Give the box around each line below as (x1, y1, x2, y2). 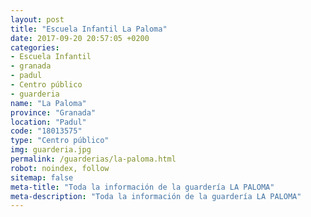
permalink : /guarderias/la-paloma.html (10, 154, 177, 164)
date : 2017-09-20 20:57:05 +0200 (10, 33, 150, 43)
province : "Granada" (10, 107, 97, 118)
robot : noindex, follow (10, 163, 110, 173)
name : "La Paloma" (10, 98, 87, 108)
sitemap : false (10, 172, 74, 183)
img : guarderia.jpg (10, 145, 92, 155)
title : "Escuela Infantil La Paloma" (10, 24, 168, 34)
